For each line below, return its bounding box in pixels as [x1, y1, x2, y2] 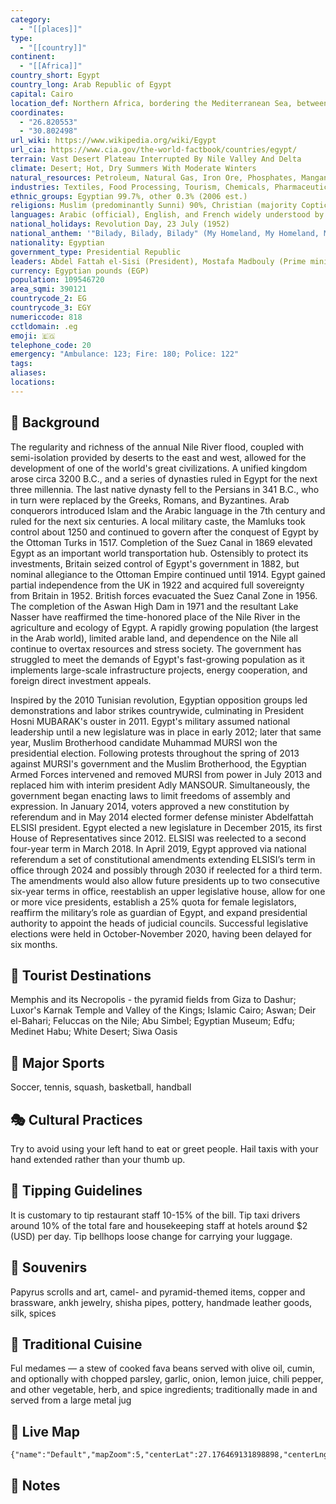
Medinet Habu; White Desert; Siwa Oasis [10, 1026, 178, 1038]
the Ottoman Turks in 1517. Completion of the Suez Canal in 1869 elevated [10, 536, 313, 548]
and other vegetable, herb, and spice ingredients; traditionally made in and [10, 1384, 318, 1396]
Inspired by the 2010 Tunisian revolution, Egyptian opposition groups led [10, 694, 308, 706]
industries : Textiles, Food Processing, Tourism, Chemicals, [10, 182, 271, 192]
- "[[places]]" [19, 24, 83, 34]
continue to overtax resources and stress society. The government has [10, 642, 302, 655]
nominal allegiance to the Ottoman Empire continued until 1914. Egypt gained [10, 568, 326, 580]
